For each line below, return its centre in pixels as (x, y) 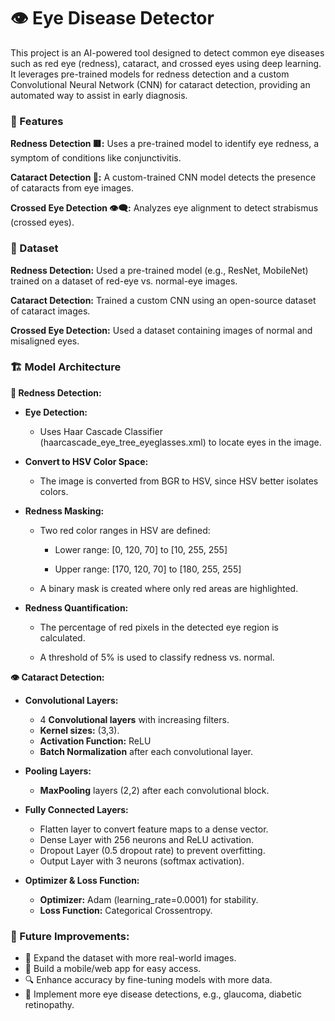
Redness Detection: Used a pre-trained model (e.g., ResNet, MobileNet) (159, 270)
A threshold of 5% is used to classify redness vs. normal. (157, 657)
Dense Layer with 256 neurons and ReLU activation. (147, 839)
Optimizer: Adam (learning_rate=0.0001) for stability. (149, 899)
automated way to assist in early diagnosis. (99, 95)
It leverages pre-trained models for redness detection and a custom (150, 74)
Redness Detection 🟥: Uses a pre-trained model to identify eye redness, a (165, 144)
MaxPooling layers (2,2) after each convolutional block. (154, 790)
